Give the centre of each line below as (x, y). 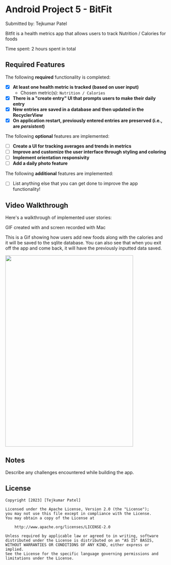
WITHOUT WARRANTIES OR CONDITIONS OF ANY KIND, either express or (77, 545)
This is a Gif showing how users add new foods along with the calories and (84, 237)
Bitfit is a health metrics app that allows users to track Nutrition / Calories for (86, 33)
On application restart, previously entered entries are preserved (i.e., (87, 120)
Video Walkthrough (37, 205)
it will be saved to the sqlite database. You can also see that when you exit (83, 243)
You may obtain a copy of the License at (50, 518)
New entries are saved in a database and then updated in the (78, 109)
